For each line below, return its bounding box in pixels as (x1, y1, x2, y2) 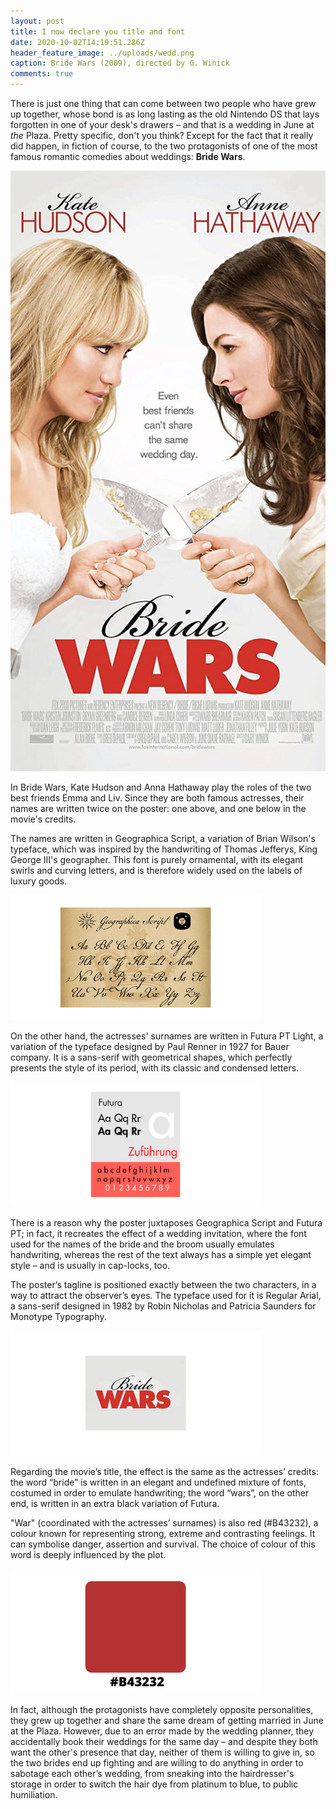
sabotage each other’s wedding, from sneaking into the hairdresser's (10, 1768, 295, 1780)
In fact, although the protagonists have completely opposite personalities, (10, 1704, 314, 1716)
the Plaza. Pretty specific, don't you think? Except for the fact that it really (10, 130, 314, 141)
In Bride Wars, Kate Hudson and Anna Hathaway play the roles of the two (10, 781, 312, 794)
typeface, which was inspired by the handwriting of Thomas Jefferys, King (10, 843, 318, 855)
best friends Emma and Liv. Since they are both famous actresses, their (10, 792, 305, 804)
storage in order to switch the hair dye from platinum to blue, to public (10, 1778, 299, 1790)
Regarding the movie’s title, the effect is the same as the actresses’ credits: (10, 1466, 319, 1478)
